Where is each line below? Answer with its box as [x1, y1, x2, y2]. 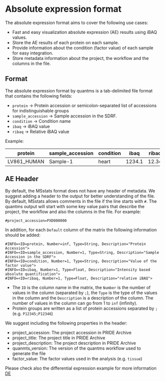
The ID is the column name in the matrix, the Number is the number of [12, 284, 151, 290]
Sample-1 [49, 158, 73, 165]
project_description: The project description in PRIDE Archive [12, 340, 136, 346]
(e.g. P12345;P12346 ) [12, 310, 53, 316]
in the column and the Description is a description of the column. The [12, 295, 154, 300]
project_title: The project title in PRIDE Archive [12, 335, 106, 341]
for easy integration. [12, 50, 54, 56]
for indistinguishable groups [12, 108, 69, 113]
